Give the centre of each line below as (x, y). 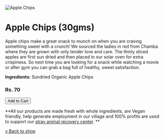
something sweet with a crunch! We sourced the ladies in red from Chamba (82, 46)
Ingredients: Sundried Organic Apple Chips (49, 77)
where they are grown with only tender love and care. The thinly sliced (77, 51)
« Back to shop (20, 131)
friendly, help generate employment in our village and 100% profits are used (82, 116)
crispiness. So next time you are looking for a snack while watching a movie (82, 62)
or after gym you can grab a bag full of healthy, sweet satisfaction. (73, 67)
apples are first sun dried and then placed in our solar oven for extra (74, 57)
